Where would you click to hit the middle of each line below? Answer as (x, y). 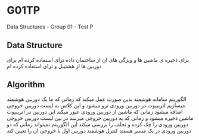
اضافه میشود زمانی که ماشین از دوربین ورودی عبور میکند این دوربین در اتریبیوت (95, 112)
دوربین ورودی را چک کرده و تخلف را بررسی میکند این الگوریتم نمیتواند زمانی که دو (97, 124)
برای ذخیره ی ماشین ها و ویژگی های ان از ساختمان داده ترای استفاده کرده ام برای (98, 59)
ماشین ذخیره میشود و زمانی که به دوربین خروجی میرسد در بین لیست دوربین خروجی (100, 118)
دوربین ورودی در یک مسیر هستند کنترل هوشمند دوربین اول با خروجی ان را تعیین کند (99, 131)
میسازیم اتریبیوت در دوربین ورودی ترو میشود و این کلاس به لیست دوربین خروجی (96, 105)
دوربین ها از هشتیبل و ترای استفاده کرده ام (54, 66)
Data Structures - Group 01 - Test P (50, 27)
